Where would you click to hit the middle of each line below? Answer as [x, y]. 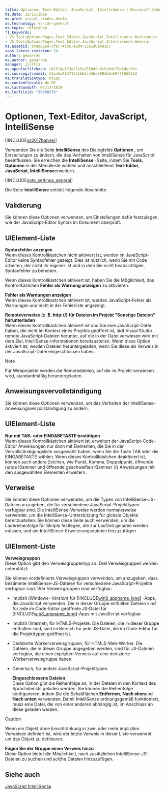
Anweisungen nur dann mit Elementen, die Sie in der [71, 446]
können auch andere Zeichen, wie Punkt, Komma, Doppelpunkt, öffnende [79, 462]
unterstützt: [17, 569]
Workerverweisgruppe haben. [42, 659]
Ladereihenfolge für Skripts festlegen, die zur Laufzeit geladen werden [77, 526]
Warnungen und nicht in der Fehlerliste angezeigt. [56, 305]
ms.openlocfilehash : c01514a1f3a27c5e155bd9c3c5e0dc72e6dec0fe [71, 69]
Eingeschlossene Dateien [39, 678]
